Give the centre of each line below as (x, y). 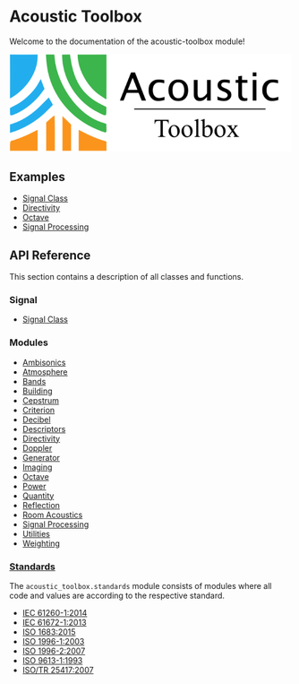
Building (37, 391)
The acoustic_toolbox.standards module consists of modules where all (141, 585)
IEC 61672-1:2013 (54, 622)
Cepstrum (41, 400)
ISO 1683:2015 (49, 632)
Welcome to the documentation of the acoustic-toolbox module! (127, 41)
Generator (41, 457)
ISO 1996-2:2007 (54, 651)
